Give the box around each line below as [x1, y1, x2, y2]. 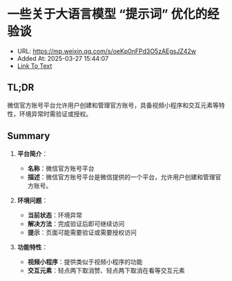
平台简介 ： [17, 149, 48, 158]
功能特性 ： [17, 243, 48, 251]
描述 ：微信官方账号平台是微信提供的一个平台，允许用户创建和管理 [27, 172, 215, 181]
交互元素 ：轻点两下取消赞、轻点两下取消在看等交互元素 [27, 266, 185, 274]
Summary [7, 130, 50, 142]
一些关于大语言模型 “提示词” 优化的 [7, 6, 208, 22]
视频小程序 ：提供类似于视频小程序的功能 [27, 257, 143, 266]
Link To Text [17, 62, 52, 70]
